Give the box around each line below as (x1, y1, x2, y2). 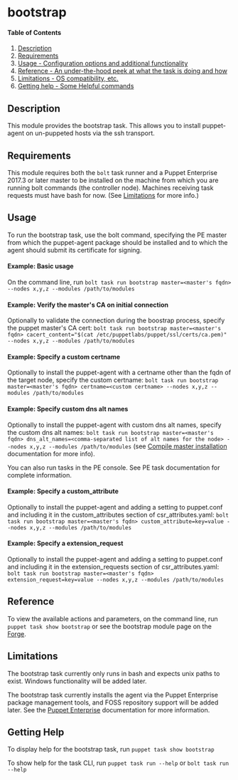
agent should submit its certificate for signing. (7, 246, 142, 254)
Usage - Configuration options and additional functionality (17, 59, 188, 68)
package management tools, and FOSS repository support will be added (7, 698, 219, 707)
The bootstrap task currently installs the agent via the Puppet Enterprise (7, 690, 219, 699)
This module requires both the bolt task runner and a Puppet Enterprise (7, 169, 218, 177)
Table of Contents (7, 28, 62, 36)
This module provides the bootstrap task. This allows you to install (7, 122, 201, 130)
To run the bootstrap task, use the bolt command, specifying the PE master (7, 231, 227, 239)
